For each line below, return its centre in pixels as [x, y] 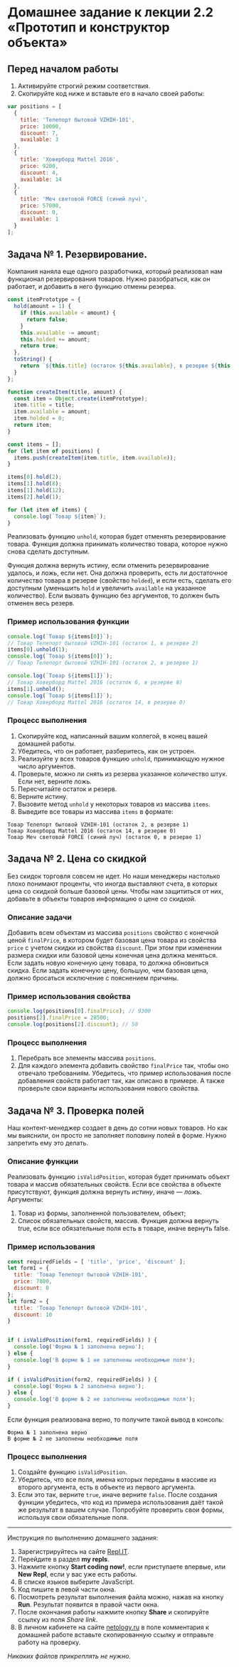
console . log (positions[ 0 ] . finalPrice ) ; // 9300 [79, 1011]
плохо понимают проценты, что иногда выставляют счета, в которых [113, 884]
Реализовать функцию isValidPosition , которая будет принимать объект [118, 1177]
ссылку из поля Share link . [58, 1620]
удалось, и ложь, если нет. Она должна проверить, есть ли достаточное [117, 573]
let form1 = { [28, 1268]
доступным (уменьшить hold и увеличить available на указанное [107, 588]
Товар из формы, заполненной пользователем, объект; [102, 1213]
